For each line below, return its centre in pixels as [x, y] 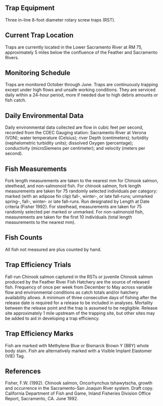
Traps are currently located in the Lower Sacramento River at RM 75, [74, 47]
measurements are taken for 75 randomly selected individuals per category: [81, 191]
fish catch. [16, 100]
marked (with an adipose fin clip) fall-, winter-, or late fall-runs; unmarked [79, 196]
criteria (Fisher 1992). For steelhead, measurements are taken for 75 [73, 207]
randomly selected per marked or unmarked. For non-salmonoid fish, [74, 212]
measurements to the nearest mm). [40, 222]
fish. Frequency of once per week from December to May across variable [79, 287]
